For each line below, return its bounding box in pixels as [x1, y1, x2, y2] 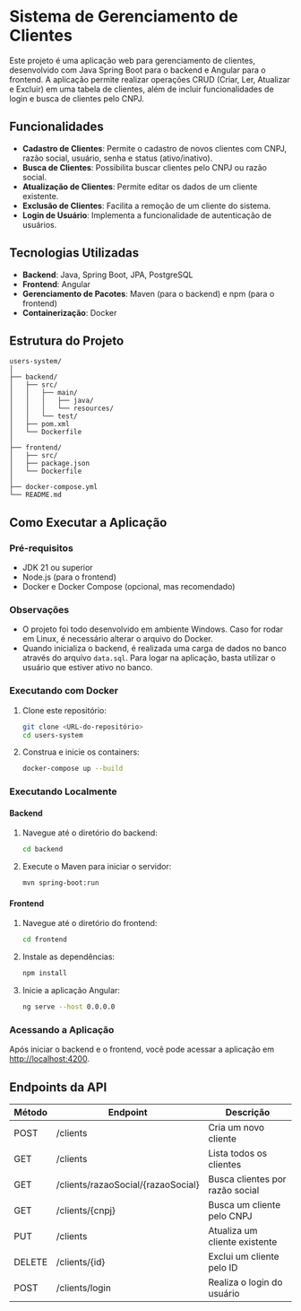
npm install [21, 969, 67, 978]
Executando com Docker [9, 685, 119, 697]
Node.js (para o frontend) [21, 572, 116, 582]
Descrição [225, 1106, 271, 1119]
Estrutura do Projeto [9, 333, 125, 348]
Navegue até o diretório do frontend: [21, 918, 158, 929]
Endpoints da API [9, 1079, 107, 1095]
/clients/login [56, 1281, 112, 1294]
